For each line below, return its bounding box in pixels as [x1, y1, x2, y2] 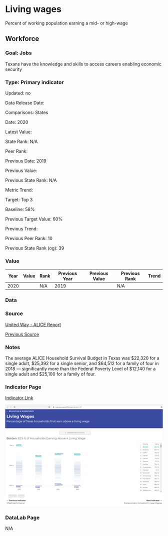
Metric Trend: [5, 186, 33, 193]
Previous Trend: [5, 225, 38, 231]
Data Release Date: [5, 99, 45, 105]
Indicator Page [5, 383, 41, 390]
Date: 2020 [5, 119, 28, 125]
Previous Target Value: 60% [5, 216, 63, 222]
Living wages [5, 3, 61, 15]
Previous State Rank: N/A [5, 177, 57, 183]
